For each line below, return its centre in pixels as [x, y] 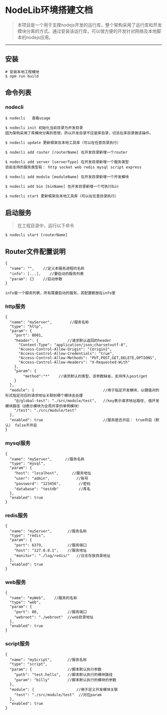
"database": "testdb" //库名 [52, 489]
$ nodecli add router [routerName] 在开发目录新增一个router [66, 153]
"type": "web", [25, 602]
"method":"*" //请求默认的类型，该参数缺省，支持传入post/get [85, 376]
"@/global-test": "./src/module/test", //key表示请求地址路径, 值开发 [87, 401]
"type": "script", [29, 664]
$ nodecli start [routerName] [37, 235]
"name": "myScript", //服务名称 [48, 660]
